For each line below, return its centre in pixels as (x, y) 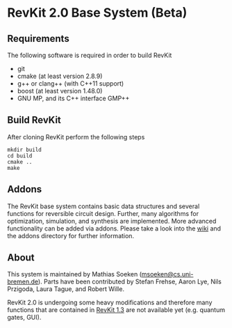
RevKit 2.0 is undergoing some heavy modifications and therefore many (110, 303)
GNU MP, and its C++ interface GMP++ (73, 98)
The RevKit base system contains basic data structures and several (103, 206)
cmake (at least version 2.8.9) (60, 76)
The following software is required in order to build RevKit (90, 55)
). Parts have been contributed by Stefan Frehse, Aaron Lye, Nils (130, 282)
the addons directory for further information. (71, 235)
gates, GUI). (24, 318)
